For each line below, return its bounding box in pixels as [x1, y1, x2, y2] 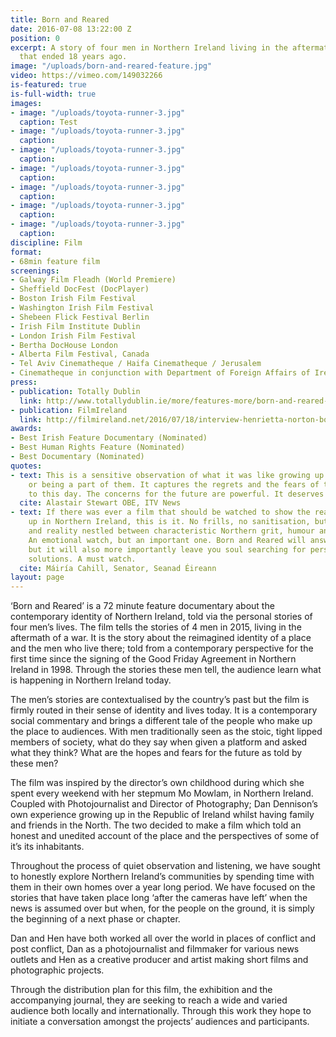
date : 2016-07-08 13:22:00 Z [10, 24, 132, 34]
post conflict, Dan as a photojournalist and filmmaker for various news [10, 943, 300, 955]
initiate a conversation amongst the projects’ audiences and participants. [10, 1016, 310, 1028]
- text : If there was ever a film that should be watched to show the [10, 507, 311, 518]
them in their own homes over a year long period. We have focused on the [10, 881, 316, 893]
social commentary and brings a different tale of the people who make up [10, 715, 313, 727]
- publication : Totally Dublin [10, 386, 141, 396]
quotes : [10, 461, 43, 471]
